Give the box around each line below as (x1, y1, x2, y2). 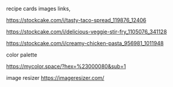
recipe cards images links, (6, 5, 70, 12)
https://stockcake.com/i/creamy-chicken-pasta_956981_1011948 (6, 40, 164, 46)
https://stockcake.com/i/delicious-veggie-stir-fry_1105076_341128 (6, 28, 167, 35)
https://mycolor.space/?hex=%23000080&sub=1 (6, 63, 126, 70)
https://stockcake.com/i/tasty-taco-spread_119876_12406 (6, 17, 147, 23)
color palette (6, 51, 38, 58)
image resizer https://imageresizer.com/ (6, 74, 104, 81)
